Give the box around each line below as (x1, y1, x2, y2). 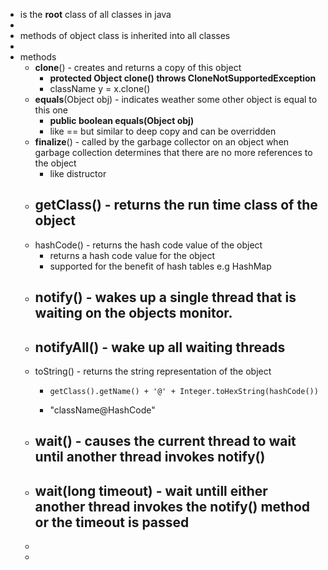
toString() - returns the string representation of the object (34, 365, 272, 378)
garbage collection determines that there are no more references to (34, 147, 313, 158)
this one (34, 104, 68, 116)
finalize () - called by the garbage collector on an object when (34, 136, 290, 148)
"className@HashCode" (49, 404, 156, 416)
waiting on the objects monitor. (34, 305, 233, 322)
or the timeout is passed (34, 514, 190, 531)
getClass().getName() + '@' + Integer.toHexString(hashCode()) (49, 387, 319, 397)
